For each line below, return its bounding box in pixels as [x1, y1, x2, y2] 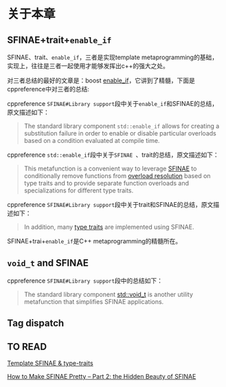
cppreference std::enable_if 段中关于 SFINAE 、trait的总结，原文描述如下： [7, 151, 219, 159]
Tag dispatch [7, 318, 65, 329]
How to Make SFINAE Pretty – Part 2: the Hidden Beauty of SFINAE [7, 373, 196, 381]
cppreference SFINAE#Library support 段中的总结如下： [7, 276, 163, 285]
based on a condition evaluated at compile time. [23, 137, 160, 144]
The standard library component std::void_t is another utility [23, 290, 194, 298]
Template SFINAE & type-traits [7, 359, 94, 368]
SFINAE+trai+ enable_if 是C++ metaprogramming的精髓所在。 [7, 237, 182, 245]
